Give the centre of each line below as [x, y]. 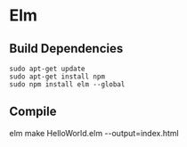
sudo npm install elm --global [67, 85]
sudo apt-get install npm [57, 77]
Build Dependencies [66, 49]
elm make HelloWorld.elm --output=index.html [94, 133]
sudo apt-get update [48, 69]
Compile [33, 112]
